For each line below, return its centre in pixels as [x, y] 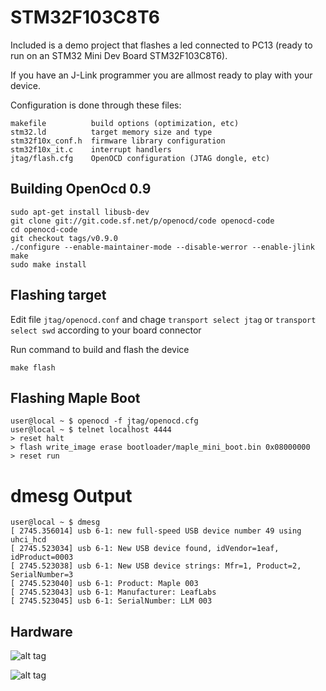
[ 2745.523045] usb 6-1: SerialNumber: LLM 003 [111, 601]
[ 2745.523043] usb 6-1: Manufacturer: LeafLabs [113, 592]
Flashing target [58, 295]
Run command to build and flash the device [100, 349]
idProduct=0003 [42, 557]
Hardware [41, 631]
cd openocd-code [44, 229]
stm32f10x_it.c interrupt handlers [91, 149]
